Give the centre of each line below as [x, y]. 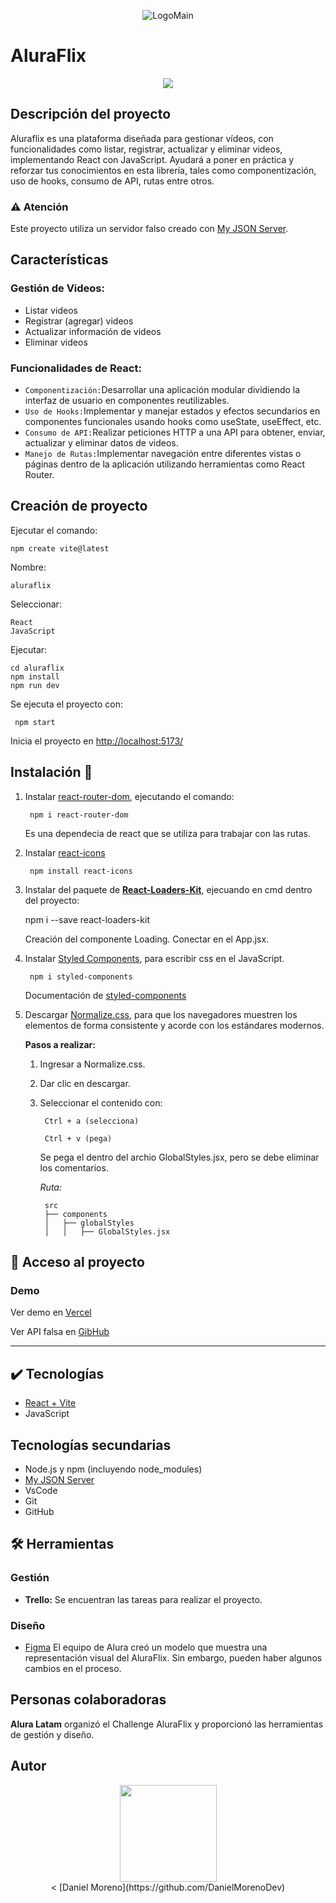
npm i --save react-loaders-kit [87, 919]
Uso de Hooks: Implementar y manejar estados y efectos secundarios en [172, 411]
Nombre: [28, 567]
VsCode [41, 1490]
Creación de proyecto [79, 506]
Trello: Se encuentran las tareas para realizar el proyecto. [143, 1599]
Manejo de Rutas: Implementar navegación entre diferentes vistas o [163, 454]
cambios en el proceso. [73, 1668]
